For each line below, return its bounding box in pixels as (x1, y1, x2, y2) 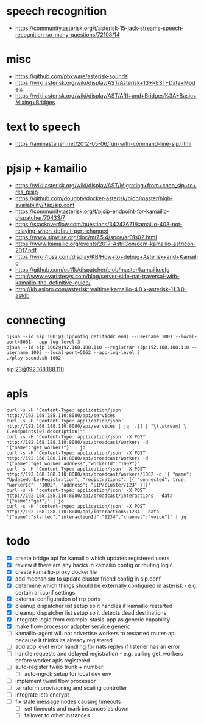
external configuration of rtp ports (15, 595, 101, 603)
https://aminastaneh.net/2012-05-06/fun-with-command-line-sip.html (15, 140, 192, 147)
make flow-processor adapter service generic (15, 623, 131, 630)
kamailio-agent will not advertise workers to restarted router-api (15, 630, 176, 637)
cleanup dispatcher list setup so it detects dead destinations (15, 609, 167, 616)
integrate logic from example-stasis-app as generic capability (15, 616, 171, 623)
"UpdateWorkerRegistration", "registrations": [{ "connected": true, (6, 476, 187, 483)
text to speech (6, 120, 81, 134)
